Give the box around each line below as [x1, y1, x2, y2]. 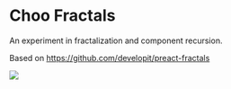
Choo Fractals [9, 5, 116, 26]
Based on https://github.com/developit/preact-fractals [9, 52, 210, 63]
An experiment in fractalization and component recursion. [9, 35, 223, 46]
